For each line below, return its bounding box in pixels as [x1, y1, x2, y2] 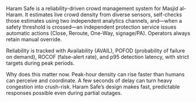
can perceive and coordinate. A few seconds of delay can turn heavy [6, 77, 173, 84]
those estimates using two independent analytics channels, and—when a [6, 17, 183, 24]
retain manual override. [6, 36, 63, 43]
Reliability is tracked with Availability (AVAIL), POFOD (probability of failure [6, 47, 185, 54]
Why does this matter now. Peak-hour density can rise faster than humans [6, 71, 185, 78]
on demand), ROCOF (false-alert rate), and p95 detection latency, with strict [6, 54, 189, 60]
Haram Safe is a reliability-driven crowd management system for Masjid [6, 5, 178, 12]
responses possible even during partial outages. [6, 90, 122, 96]
